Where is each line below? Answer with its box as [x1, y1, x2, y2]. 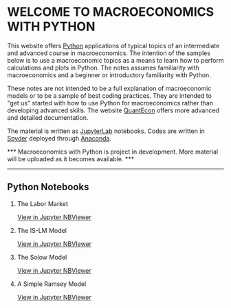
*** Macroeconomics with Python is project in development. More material [7, 147, 219, 156]
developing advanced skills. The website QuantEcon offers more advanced [7, 106, 220, 114]
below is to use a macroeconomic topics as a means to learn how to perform [7, 56, 224, 64]
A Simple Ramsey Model [16, 280, 87, 288]
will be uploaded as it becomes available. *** [7, 154, 135, 163]
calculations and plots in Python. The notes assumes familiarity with [7, 63, 199, 72]
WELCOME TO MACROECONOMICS [7, 4, 214, 20]
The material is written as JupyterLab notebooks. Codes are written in [7, 127, 205, 135]
